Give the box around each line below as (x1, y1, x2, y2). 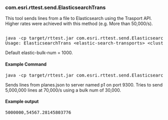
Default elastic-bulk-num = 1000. (5, 49, 73, 56)
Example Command (5, 61, 46, 67)
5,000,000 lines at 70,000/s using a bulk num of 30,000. (5, 87, 121, 93)
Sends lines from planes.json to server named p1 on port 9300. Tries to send (5, 81, 163, 87)
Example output (5, 98, 39, 104)
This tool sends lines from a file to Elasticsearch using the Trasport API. (5, 15, 152, 21)
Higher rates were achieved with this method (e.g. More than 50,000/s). (5, 20, 153, 26)
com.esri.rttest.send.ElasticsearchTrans (5, 4, 106, 11)
